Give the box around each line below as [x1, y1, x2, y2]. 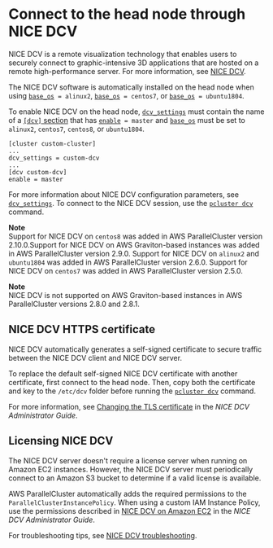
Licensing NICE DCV [8, 434, 114, 448]
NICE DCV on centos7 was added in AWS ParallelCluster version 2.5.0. [8, 265, 244, 275]
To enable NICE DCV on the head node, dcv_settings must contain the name [8, 107, 265, 116]
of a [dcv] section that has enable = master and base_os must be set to [8, 115, 245, 125]
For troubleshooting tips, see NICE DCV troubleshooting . [8, 530, 197, 540]
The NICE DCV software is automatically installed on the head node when [8, 82, 254, 92]
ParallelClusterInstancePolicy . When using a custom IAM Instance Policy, [8, 498, 261, 507]
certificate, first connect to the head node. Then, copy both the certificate [8, 377, 256, 387]
